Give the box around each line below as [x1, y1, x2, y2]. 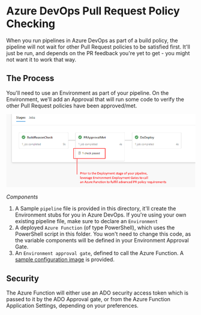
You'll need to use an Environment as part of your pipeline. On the [6, 89, 169, 97]
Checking [6, 17, 56, 31]
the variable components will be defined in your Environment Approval [14, 237, 189, 244]
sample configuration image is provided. [14, 256, 115, 263]
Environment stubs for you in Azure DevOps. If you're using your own [14, 211, 187, 218]
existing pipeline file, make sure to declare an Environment [14, 218, 158, 225]
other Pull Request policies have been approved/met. [6, 102, 137, 109]
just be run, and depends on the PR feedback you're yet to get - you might [6, 49, 190, 56]
